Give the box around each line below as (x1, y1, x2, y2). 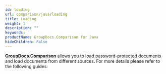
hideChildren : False (5, 39, 48, 44)
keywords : (5, 30, 26, 35)
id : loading (5, 7, 30, 12)
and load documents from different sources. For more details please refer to (5, 58, 160, 64)
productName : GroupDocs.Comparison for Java (5, 35, 99, 40)
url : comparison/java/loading (5, 12, 68, 17)
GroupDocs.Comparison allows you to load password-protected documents (5, 53, 162, 59)
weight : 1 (5, 21, 26, 26)
